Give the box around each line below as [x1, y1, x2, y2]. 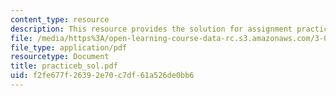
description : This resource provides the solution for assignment [10, 24, 293, 34]
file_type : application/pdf [10, 42, 128, 53]
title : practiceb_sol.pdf [10, 61, 118, 71]
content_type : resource [10, 14, 110, 25]
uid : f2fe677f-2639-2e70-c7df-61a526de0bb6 [10, 71, 195, 81]
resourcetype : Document [10, 52, 110, 62]
